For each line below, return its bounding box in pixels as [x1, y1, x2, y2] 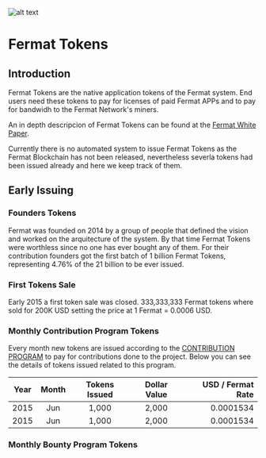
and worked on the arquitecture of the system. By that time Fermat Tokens [8, 234, 251, 244]
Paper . [8, 129, 29, 138]
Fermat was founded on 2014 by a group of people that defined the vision [8, 225, 249, 235]
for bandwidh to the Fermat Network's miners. [8, 105, 159, 114]
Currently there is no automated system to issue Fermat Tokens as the [8, 144, 237, 153]
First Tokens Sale [8, 279, 76, 290]
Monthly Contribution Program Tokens [8, 325, 160, 337]
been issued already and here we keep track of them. [8, 161, 183, 170]
